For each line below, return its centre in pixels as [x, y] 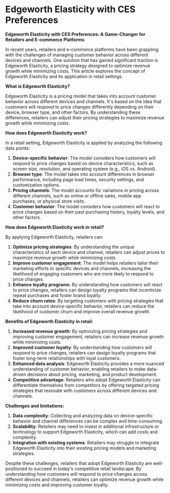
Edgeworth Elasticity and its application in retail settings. [64, 76]
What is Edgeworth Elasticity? [38, 86]
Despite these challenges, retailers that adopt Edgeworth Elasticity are [79, 463]
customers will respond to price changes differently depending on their [79, 107]
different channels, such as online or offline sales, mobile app [77, 195]
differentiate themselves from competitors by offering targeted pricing [86, 385]
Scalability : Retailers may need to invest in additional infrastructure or [86, 426]
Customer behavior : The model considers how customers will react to [86, 206]
